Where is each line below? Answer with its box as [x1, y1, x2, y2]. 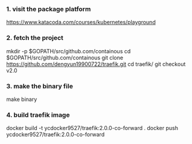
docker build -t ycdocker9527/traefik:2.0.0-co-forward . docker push [6, 125, 178, 132]
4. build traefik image [6, 111, 70, 119]
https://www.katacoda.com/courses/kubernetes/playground [6, 19, 156, 26]
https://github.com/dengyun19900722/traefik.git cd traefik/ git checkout [6, 60, 186, 68]
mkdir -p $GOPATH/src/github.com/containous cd [6, 47, 131, 54]
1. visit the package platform [6, 5, 91, 13]
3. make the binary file [6, 82, 74, 90]
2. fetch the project [6, 34, 63, 42]
